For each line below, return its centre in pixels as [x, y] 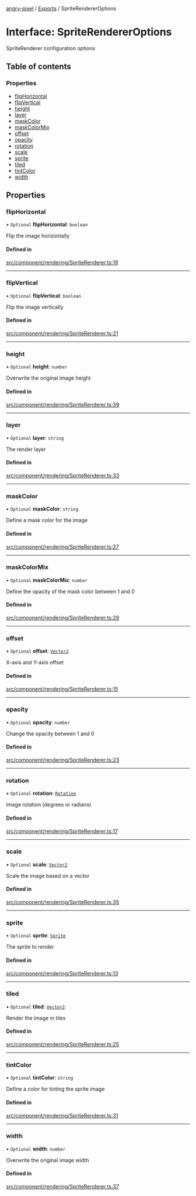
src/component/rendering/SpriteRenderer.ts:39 [63, 404]
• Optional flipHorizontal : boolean [47, 225]
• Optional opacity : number [38, 722]
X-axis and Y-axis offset [35, 663]
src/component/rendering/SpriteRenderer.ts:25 [63, 1045]
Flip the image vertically [35, 307]
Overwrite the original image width [48, 1160]
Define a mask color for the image [47, 521]
